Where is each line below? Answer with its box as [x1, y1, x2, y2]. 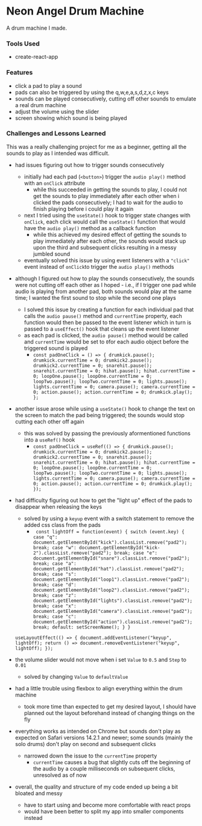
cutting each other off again [14, 418, 84, 425]
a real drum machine [14, 101, 66, 108]
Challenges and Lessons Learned [6, 129, 106, 137]
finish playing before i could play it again [33, 205, 134, 213]
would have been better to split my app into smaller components [24, 807, 184, 815]
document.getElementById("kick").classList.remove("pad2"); [33, 539, 188, 546]
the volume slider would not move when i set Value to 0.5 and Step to [14, 656, 187, 663]
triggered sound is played [24, 344, 88, 352]
